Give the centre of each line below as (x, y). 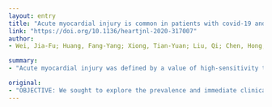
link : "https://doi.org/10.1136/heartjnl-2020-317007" (103, 31)
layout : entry (32, 16)
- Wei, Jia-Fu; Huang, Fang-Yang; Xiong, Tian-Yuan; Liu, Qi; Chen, (126, 46)
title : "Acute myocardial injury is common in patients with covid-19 (130, 24)
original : (25, 83)
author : (21, 39)
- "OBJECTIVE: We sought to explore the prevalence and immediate (123, 90)
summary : (23, 61)
